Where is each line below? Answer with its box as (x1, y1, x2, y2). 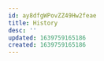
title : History (8, 19, 58, 27)
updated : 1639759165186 (8, 33, 87, 42)
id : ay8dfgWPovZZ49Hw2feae (8, 11, 97, 20)
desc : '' (8, 26, 37, 34)
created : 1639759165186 (8, 41, 87, 49)
